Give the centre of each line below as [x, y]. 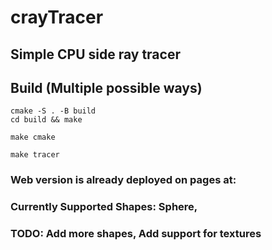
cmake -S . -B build [53, 111]
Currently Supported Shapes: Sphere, [104, 207]
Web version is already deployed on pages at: [123, 180]
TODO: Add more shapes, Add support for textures [136, 234]
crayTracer [57, 17]
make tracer [35, 155]
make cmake [33, 137]
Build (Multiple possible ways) [106, 87]
